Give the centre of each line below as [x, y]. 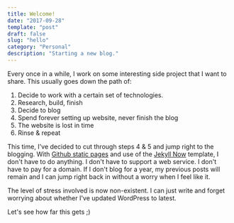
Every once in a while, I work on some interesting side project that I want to [117, 74]
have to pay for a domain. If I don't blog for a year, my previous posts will [114, 169]
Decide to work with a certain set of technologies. [90, 95]
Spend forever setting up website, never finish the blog [98, 117]
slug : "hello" [28, 40]
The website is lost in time [56, 125]
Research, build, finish [50, 102]
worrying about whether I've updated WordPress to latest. [92, 198]
